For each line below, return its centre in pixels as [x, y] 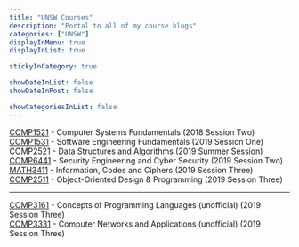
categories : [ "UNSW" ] [49, 34]
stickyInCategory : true [53, 67]
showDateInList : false [51, 83]
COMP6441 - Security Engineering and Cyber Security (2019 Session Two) [146, 160]
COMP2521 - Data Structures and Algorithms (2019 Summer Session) [136, 151]
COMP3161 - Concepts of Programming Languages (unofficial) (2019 [135, 204]
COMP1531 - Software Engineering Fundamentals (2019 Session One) [137, 141]
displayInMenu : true [48, 42]
